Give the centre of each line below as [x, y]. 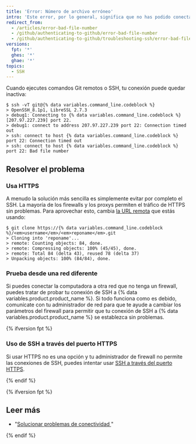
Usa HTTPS [22, 186]
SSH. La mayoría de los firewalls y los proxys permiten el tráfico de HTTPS [96, 204]
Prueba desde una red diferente [52, 273]
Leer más [23, 410]
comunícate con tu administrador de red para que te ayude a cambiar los [94, 305]
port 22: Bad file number [37, 151]
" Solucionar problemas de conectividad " [64, 424]
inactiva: [16, 94]
